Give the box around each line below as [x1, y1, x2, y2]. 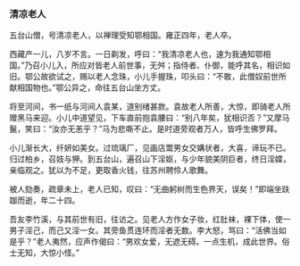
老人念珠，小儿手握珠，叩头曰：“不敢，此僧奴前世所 [95, 71, 287, 82]
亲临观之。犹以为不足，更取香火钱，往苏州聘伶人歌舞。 [9, 165, 212, 176]
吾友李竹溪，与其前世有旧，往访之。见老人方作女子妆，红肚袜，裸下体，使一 [9, 214, 291, 225]
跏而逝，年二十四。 [9, 195, 80, 206]
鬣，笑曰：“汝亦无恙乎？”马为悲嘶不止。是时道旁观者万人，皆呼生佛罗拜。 [9, 123, 283, 135]
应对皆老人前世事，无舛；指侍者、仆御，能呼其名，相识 [79, 60, 283, 71]
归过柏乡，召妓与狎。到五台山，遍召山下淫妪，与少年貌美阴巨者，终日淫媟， [9, 154, 291, 164]
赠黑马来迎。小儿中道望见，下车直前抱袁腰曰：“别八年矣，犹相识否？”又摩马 [9, 112, 290, 123]
